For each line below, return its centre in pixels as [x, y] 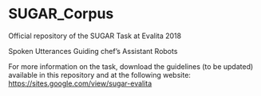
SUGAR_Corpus [61, 14]
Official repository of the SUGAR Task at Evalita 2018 [95, 36]
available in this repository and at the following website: [100, 75]
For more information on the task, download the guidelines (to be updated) [131, 66]
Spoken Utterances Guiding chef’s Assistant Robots [93, 51]
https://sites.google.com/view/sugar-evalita [80, 83]
